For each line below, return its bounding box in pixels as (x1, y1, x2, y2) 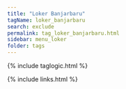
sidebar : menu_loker (7, 36, 68, 43)
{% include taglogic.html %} (7, 62, 88, 70)
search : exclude (7, 23, 54, 30)
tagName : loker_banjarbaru (7, 17, 86, 24)
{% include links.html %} (7, 75, 78, 83)
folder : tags (7, 42, 45, 49)
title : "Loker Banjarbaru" (7, 10, 86, 17)
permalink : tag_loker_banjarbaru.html (7, 29, 120, 37)
